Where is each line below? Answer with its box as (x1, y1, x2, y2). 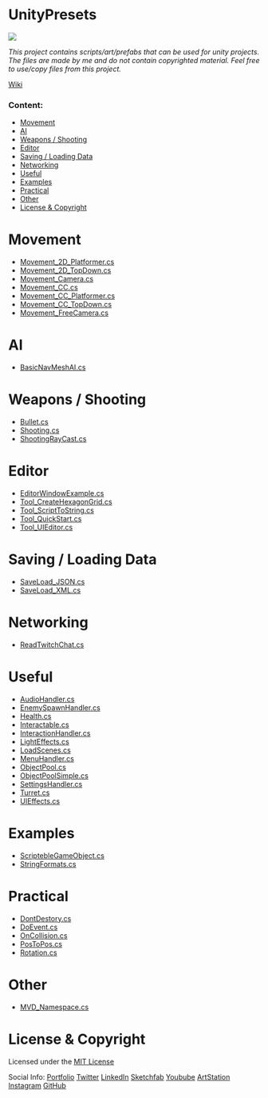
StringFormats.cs (19, 859, 77, 868)
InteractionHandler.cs (19, 728, 91, 737)
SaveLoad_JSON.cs (19, 577, 85, 586)
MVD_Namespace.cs (19, 1002, 89, 1012)
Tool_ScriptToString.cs (19, 505, 94, 515)
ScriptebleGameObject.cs (19, 850, 105, 860)
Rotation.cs (19, 948, 57, 957)
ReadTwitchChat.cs (19, 640, 85, 649)
